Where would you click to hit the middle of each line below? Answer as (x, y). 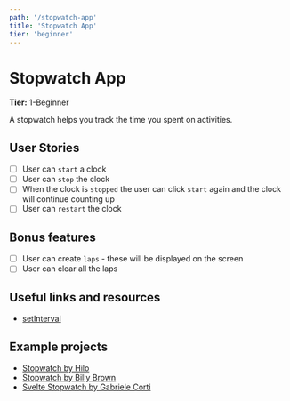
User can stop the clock (66, 180)
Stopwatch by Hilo (56, 368)
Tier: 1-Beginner (39, 102)
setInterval (42, 319)
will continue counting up (68, 199)
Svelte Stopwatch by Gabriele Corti (86, 387)
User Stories (44, 148)
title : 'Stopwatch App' (53, 26)
